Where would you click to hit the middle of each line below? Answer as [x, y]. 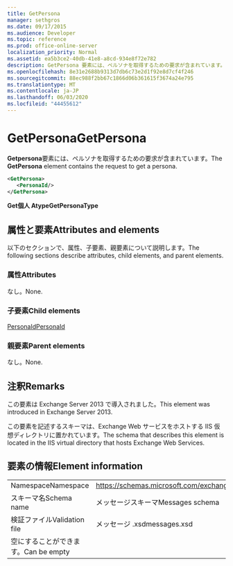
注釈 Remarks [36, 386]
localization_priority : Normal [52, 53]
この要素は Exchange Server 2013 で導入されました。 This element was [109, 404]
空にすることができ [42, 541]
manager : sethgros [34, 20]
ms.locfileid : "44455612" [44, 104]
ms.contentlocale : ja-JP [43, 91]
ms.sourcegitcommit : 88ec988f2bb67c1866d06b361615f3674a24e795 [101, 78]
